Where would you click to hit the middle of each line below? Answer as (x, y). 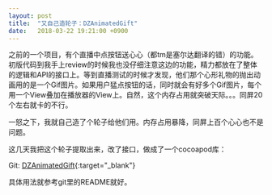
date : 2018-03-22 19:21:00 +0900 (68, 31)
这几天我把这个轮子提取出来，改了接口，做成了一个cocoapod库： (117, 149)
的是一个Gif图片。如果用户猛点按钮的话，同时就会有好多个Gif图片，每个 (142, 85)
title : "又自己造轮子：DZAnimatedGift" (73, 23)
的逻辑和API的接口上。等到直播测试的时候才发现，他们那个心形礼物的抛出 (131, 75)
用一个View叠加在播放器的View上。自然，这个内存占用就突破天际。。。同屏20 (136, 95)
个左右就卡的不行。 (40, 105)
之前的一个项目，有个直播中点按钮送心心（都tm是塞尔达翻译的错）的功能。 (133, 55)
